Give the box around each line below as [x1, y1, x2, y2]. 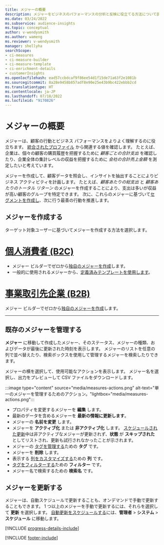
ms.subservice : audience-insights [5, 21, 76, 26]
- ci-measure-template [5, 62, 51, 67]
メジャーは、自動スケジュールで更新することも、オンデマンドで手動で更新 [5, 498, 154, 503]
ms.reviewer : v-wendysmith [5, 39, 60, 44]
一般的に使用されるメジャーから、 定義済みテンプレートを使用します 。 [12, 269, 153, 275]
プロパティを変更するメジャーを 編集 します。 [12, 406, 104, 412]
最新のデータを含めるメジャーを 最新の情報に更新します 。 [12, 412, 129, 419]
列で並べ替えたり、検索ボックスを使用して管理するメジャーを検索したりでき [5, 352, 159, 357]
